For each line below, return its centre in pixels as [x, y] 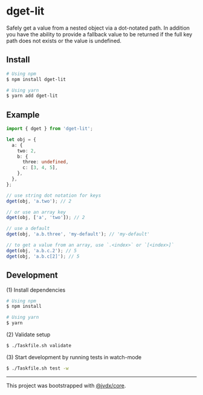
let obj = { [21, 139]
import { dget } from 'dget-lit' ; [50, 129]
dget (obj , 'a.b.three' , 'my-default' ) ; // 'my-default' [78, 234]
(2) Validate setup [28, 335]
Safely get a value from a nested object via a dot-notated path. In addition [98, 28]
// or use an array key [36, 212]
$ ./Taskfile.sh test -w [37, 368]
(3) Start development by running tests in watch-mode [74, 357]
